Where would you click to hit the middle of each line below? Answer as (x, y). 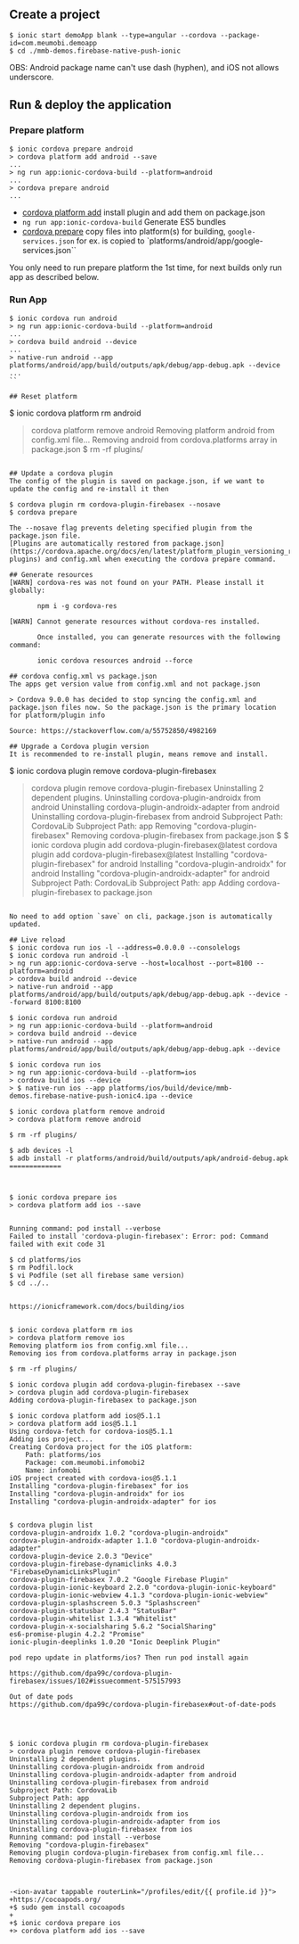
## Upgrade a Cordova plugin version (79, 746)
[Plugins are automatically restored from (89, 543)
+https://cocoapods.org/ (55, 1899)
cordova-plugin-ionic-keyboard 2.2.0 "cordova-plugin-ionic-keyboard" (143, 1587)
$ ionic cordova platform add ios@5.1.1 (85, 1416)
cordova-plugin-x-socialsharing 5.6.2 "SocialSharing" (113, 1627)
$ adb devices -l (41, 1150)
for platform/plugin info (57, 715)
